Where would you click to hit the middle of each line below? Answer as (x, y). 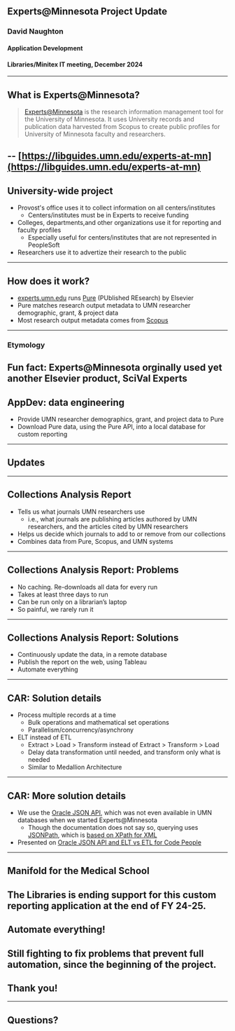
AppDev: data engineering (66, 402)
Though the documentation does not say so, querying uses (113, 827)
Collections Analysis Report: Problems (93, 570)
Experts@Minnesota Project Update (87, 12)
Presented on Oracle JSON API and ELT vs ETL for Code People (109, 842)
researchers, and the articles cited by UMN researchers (108, 526)
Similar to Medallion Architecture (75, 767)
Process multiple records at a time (67, 715)
